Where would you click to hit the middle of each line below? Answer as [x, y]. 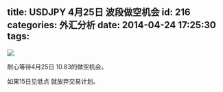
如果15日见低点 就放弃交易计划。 [53, 81]
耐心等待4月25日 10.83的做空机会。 [57, 67]
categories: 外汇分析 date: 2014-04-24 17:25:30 [111, 25]
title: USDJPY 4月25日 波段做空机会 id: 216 [99, 12]
